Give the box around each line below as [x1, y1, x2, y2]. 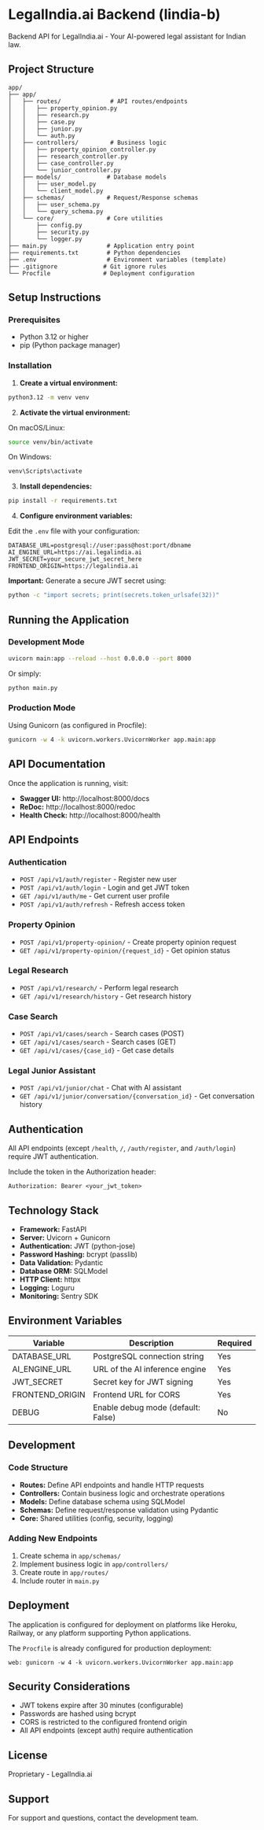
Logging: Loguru [19, 1283, 75, 1293]
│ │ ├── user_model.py [8, 179, 97, 188]
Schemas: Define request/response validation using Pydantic [19, 1505, 218, 1515]
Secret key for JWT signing [93, 1376, 194, 1387]
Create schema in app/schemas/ [19, 1551, 122, 1560]
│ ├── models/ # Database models [8, 173, 167, 181]
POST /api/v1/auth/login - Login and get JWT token [19, 883, 190, 892]
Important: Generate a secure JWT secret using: [8, 576, 167, 585]
